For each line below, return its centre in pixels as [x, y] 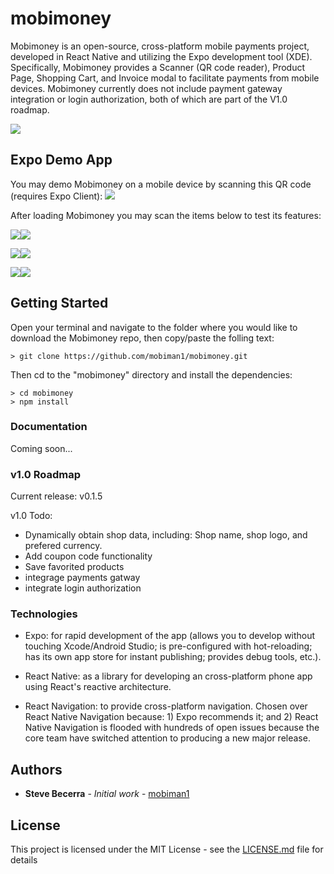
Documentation [49, 427]
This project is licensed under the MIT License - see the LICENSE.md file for [167, 849]
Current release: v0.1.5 [56, 496]
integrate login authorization [83, 588]
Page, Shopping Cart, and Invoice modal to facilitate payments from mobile [165, 78]
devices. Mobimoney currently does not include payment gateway [146, 88]
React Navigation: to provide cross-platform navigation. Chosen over [166, 706]
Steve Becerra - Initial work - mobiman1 [107, 794]
